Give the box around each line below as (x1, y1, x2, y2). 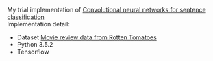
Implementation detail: (7, 20, 70, 28)
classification (7, 13, 45, 21)
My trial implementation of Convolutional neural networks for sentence (7, 6, 207, 14)
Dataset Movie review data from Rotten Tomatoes (16, 33, 158, 41)
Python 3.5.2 (16, 41, 53, 48)
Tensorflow (16, 47, 49, 56)
